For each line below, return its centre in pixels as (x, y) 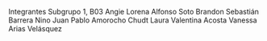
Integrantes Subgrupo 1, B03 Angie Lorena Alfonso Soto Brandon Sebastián (134, 12)
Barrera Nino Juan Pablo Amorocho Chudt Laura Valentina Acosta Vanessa (133, 20)
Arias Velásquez (35, 29)
